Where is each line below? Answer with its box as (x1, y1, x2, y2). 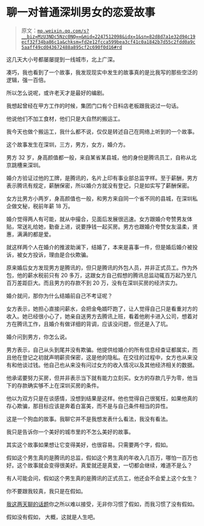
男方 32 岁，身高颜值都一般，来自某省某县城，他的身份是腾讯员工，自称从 (6, 153, 192, 161)
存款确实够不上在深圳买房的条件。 (16, 381, 102, 389)
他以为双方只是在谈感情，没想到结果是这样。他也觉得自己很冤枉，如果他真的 (6, 395, 198, 402)
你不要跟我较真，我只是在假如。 (6, 487, 86, 494)
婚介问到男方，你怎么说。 (6, 333, 70, 341)
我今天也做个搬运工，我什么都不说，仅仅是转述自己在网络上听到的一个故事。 (6, 128, 198, 135)
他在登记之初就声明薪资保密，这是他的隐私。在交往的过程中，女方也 (11, 353, 182, 361)
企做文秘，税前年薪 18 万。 (6, 202, 74, 210)
